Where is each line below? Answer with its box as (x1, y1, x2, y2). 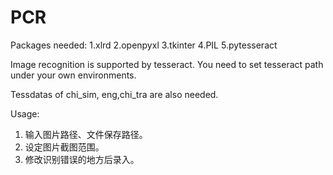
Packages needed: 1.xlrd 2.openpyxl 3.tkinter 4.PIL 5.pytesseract (10, 39, 278, 51)
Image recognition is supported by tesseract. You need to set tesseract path (10, 58, 324, 70)
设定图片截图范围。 (24, 141, 105, 153)
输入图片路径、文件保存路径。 (24, 128, 148, 140)
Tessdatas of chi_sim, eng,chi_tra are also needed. (10, 88, 219, 100)
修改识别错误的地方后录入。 (24, 153, 140, 165)
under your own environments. (10, 69, 137, 81)
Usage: (10, 107, 40, 120)
